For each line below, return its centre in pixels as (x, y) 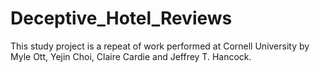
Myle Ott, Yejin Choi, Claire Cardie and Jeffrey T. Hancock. (131, 56)
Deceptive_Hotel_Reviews (121, 18)
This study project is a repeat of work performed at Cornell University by (160, 46)
